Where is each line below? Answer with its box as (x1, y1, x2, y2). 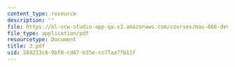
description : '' (7, 17, 55, 24)
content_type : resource (7, 10, 77, 17)
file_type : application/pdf (7, 29, 90, 37)
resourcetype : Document (7, 36, 77, 43)
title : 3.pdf (7, 43, 45, 50)
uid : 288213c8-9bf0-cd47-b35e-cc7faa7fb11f (7, 50, 136, 57)
